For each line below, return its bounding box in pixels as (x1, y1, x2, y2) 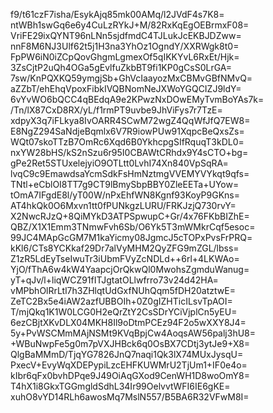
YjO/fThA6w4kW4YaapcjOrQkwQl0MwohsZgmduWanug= (10, 264, 250, 275)
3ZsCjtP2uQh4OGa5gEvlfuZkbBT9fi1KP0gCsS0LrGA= (10, 62, 233, 73)
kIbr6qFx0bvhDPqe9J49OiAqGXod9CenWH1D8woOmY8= (10, 370, 250, 381)
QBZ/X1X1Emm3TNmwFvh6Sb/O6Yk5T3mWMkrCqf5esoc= (10, 221, 256, 233)
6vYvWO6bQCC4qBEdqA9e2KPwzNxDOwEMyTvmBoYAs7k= (10, 94, 265, 105)
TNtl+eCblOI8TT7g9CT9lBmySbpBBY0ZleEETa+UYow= (10, 179, 240, 190)
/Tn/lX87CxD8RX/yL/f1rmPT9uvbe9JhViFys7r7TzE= (10, 104, 223, 116)
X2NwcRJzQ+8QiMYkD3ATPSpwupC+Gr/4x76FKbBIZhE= (10, 210, 250, 222)
